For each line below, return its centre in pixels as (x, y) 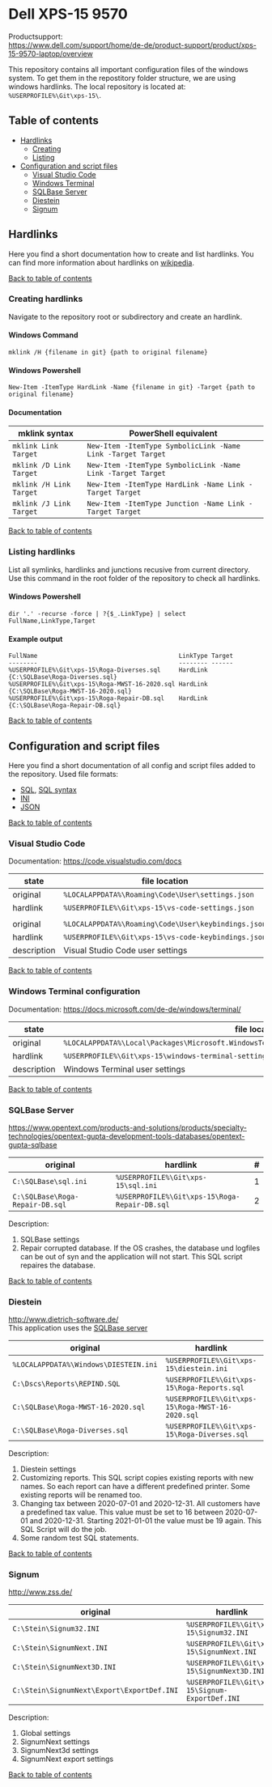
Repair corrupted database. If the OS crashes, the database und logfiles (140, 1248)
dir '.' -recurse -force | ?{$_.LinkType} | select (97, 613)
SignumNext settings (55, 1742)
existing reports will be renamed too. (81, 1495)
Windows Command (43, 335)
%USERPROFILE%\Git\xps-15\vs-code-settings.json (159, 908)
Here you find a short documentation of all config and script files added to (132, 765)
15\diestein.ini (197, 1369)
